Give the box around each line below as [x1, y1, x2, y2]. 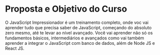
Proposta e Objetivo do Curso [5, 3, 127, 15]
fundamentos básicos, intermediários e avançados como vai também [5, 35, 144, 41]
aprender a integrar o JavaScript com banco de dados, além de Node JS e [5, 40, 155, 46]
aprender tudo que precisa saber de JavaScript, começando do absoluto [5, 24, 152, 30]
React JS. [5, 45, 24, 51]
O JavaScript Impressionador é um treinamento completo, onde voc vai [5, 19, 149, 25]
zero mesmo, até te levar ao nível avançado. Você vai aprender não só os [5, 30, 153, 36]
